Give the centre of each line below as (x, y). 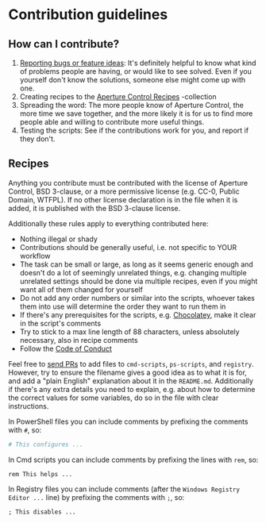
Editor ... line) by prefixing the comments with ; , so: (96, 497)
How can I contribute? (64, 44)
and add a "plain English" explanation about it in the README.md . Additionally (131, 381)
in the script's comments (60, 323)
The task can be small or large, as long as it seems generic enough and (137, 264)
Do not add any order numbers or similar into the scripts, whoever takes (137, 298)
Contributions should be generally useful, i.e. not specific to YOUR (128, 247)
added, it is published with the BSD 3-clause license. (94, 208)
